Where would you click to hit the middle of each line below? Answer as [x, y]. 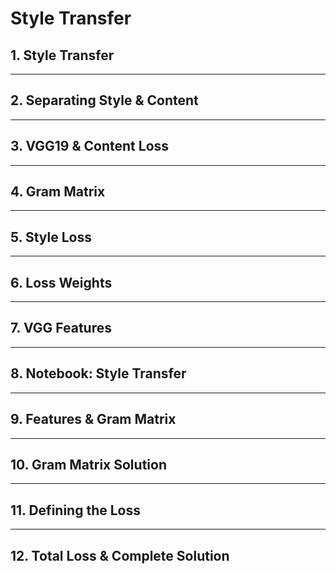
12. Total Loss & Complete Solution [120, 555]
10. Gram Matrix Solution [88, 464]
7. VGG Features [61, 328]
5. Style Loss [51, 237]
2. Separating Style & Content [104, 100]
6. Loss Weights [61, 282]
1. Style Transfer [62, 55]
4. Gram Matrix [58, 192]
